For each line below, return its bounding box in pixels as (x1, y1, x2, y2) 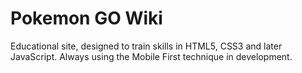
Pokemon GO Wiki (10, 7, 163, 30)
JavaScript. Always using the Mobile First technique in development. (10, 50, 293, 62)
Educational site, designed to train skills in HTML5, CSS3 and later (10, 40, 283, 52)
